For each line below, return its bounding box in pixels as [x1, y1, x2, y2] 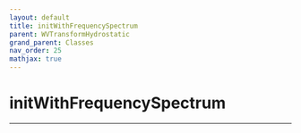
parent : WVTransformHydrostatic [9, 29, 130, 38]
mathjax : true [9, 54, 63, 63]
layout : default [9, 12, 70, 22]
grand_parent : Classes [9, 37, 94, 47]
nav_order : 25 [9, 46, 63, 55]
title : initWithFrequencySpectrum [9, 21, 139, 30]
